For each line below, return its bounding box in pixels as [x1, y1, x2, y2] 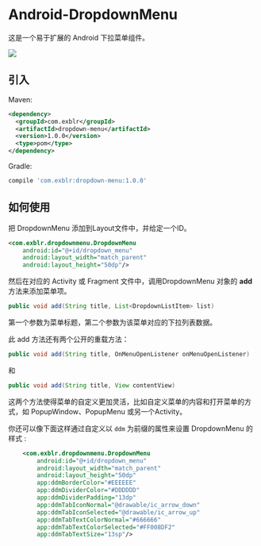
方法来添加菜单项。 [8, 286, 71, 296]
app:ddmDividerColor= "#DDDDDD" [36, 486, 140, 494]
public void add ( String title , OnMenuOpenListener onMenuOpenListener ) [8, 351, 250, 359]
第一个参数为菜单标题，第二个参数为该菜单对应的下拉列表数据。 [8, 317, 217, 327]
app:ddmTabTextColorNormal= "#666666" [36, 516, 161, 524]
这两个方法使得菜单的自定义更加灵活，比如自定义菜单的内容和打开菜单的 [8, 397, 244, 406]
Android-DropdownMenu [8, 6, 178, 24]
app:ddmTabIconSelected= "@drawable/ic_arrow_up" [36, 508, 201, 517]
